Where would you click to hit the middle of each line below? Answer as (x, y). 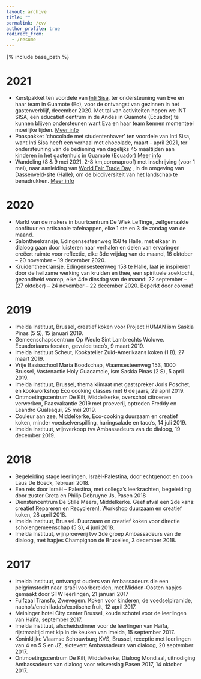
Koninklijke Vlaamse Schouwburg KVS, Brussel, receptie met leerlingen (103, 639)
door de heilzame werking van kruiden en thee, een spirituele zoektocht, (104, 273)
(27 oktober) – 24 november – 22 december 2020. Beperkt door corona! (104, 286)
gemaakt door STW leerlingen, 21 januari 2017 (72, 594)
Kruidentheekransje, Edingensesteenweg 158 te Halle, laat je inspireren (103, 266)
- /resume (24, 40)
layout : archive (26, 12)
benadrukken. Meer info (45, 180)
